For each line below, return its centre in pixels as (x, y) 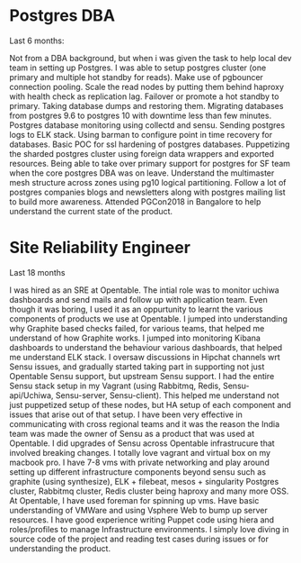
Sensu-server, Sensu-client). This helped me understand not (168, 395)
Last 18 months (37, 272)
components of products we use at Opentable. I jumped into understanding (148, 318)
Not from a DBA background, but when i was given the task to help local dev (150, 58)
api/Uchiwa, (31, 395)
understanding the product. (60, 548)
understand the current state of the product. (91, 211)
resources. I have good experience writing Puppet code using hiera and (142, 520)
